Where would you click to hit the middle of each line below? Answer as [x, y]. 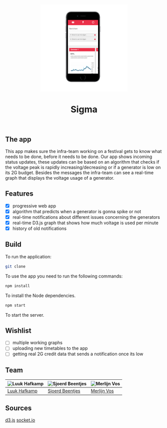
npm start [15, 305]
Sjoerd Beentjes [64, 391]
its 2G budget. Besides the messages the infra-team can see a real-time [79, 173]
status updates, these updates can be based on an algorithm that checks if [82, 162]
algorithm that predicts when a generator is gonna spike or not [77, 211]
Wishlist [18, 330]
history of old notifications [39, 228]
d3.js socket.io [20, 420]
